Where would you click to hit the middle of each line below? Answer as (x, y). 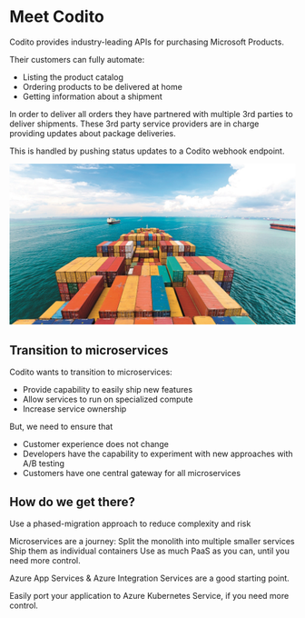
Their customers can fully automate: (77, 59)
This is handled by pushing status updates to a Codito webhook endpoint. (147, 151)
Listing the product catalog (73, 77)
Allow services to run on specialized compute (108, 399)
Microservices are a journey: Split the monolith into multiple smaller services (152, 542)
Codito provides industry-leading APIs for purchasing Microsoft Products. (147, 42)
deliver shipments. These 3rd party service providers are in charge (134, 124)
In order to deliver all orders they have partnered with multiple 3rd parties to (151, 114)
